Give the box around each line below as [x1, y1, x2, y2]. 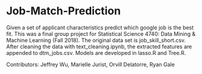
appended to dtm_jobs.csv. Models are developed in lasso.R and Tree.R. [6, 49, 186, 56]
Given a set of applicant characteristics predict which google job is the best [6, 24, 194, 31]
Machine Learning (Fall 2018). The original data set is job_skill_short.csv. [6, 36, 186, 44]
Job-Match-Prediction [6, 4, 121, 18]
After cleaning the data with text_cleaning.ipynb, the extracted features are [6, 43, 192, 50]
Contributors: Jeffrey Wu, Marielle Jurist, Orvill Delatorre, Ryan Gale [6, 61, 175, 68]
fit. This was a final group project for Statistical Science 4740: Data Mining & [6, 30, 196, 37]
